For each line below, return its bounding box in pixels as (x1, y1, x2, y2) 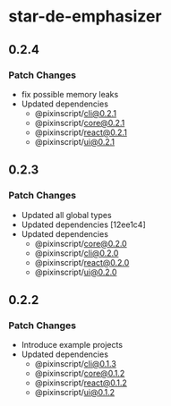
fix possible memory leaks (21, 89, 119, 99)
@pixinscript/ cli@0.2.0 (34, 248, 119, 258)
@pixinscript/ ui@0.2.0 (34, 266, 117, 277)
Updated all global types (21, 209, 113, 220)
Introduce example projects (21, 340, 123, 351)
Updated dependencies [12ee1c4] (21, 219, 146, 230)
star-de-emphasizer (8, 6, 162, 27)
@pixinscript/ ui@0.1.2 (34, 387, 115, 398)
